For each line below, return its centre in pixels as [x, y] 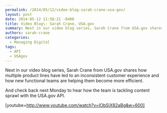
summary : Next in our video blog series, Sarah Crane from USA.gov [77, 28]
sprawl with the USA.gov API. [35, 96]
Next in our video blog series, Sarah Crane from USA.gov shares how [76, 70]
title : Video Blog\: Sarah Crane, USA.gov [50, 24]
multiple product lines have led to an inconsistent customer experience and [82, 76]
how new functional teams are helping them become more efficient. [75, 81]
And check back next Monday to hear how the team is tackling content [78, 91]
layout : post [19, 14]
